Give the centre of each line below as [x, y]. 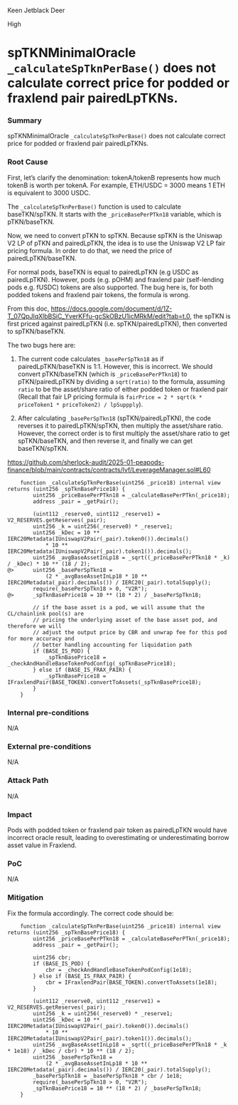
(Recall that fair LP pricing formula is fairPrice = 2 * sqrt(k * [110, 396]
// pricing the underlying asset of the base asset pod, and [125, 620]
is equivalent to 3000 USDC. [49, 192]
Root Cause [28, 162]
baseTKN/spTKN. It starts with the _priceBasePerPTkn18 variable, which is [114, 214]
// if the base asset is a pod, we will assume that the [119, 607]
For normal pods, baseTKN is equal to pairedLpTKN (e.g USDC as [103, 272]
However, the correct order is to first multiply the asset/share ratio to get [124, 433]
